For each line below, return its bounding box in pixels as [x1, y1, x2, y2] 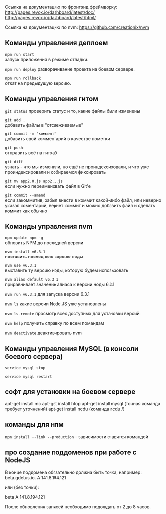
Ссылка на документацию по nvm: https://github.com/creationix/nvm [5, 24, 149, 30]
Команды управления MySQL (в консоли [5, 344, 139, 353]
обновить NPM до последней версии [5, 240, 84, 246]
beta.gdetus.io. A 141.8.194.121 [5, 474, 66, 480]
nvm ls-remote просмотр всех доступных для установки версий [5, 311, 140, 317]
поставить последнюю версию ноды [5, 254, 83, 259]
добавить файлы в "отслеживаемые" [5, 122, 83, 128]
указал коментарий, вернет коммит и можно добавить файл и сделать [5, 202, 155, 208]
